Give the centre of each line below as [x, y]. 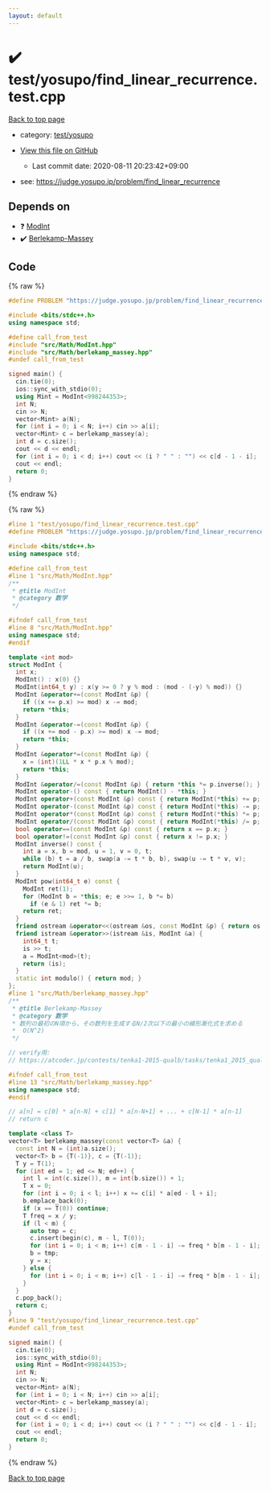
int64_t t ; [41, 941]
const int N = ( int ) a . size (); [66, 1149]
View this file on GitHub [59, 150]
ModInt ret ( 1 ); [48, 889]
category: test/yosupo [57, 134]
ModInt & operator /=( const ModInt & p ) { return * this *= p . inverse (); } [138, 784]
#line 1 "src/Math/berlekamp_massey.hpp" [79, 993]
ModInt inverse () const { [59, 844]
